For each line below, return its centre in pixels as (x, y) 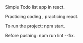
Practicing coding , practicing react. (42, 16)
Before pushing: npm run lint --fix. (40, 35)
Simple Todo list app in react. (35, 7)
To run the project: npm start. (35, 26)
